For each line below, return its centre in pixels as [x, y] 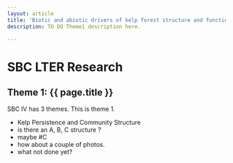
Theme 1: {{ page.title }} [60, 92]
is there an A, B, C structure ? [59, 130]
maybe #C [32, 137]
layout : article [31, 14]
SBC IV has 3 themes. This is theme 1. [61, 109]
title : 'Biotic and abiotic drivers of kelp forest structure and [105, 20]
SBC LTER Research [65, 67]
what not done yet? [45, 152]
